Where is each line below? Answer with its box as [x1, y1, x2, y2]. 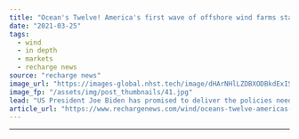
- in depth [17, 46, 58, 55]
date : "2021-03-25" [9, 21, 82, 30]
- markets [17, 54, 53, 63]
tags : [9, 29, 29, 38]
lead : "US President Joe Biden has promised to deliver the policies [9, 95, 273, 105]
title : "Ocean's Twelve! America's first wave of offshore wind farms [9, 12, 277, 22]
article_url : [9, 104, 58, 113]
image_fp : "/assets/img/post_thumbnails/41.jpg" [9, 87, 193, 96]
